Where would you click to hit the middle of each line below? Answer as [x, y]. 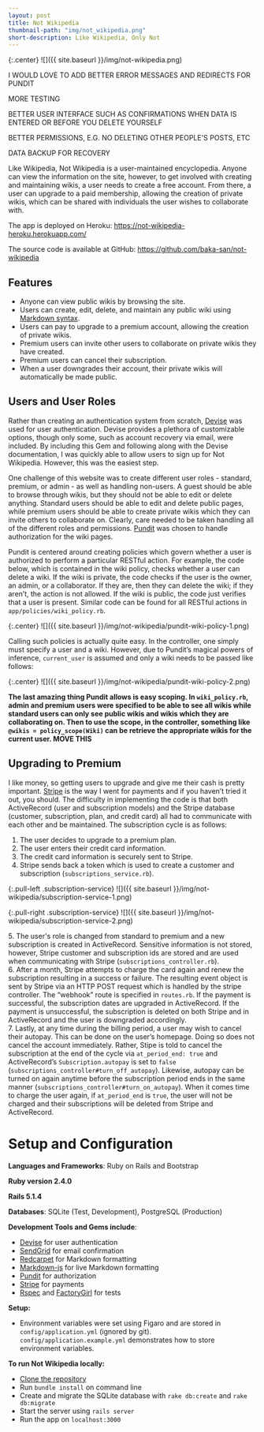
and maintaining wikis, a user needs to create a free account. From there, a [130, 185]
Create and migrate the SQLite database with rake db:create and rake [133, 1395]
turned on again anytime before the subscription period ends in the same [127, 1079]
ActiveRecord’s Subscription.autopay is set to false [92, 1061]
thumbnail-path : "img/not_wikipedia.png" [77, 30]
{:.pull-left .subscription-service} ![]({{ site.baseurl [90, 888]
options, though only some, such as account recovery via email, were [121, 437]
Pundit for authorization [58, 1276]
